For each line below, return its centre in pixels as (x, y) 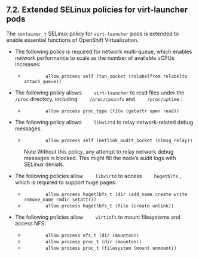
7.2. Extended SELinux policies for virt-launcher (97, 10)
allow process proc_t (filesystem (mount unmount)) (111, 248)
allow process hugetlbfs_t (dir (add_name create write (116, 194)
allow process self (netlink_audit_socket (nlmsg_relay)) (119, 140)
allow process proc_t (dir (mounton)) (94, 241)
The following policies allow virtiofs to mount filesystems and (97, 217)
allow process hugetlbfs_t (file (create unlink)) (110, 206)
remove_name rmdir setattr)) (60, 200)
